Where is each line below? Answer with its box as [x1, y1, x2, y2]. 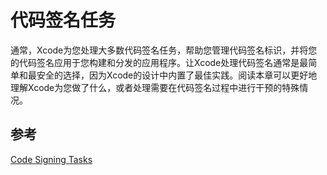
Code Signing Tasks [10, 153, 93, 165]
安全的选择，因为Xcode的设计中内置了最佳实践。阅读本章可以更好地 [36, 69, 318, 81]
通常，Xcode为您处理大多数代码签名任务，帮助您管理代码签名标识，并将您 [10, 44, 318, 56]
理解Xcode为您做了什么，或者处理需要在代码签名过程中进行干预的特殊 [10, 81, 300, 93]
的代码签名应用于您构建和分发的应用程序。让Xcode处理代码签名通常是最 [10, 56, 309, 68]
